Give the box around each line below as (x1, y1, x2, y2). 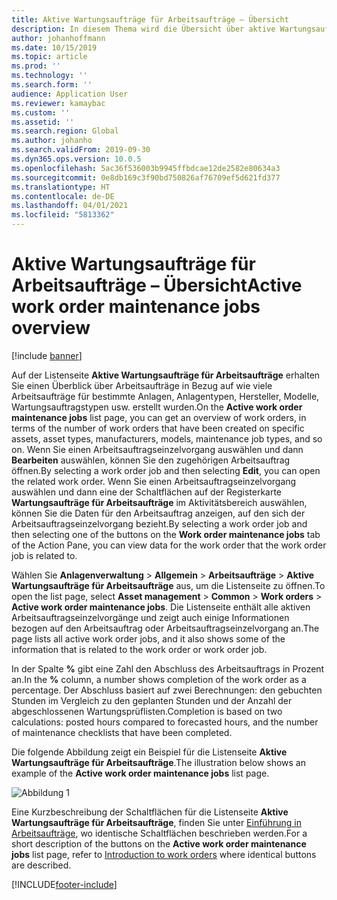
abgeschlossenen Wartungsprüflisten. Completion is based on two (11, 705, 283, 717)
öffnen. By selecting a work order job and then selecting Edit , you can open (11, 464, 321, 476)
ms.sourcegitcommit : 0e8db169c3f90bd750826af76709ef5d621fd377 (11, 172, 281, 183)
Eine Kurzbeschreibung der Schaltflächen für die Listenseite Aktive (11, 806, 289, 818)
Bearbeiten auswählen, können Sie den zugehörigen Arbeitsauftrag (11, 454, 291, 466)
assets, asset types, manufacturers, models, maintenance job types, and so (11, 432, 323, 445)
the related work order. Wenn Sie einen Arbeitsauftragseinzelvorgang (11, 475, 297, 487)
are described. (11, 859, 72, 871)
